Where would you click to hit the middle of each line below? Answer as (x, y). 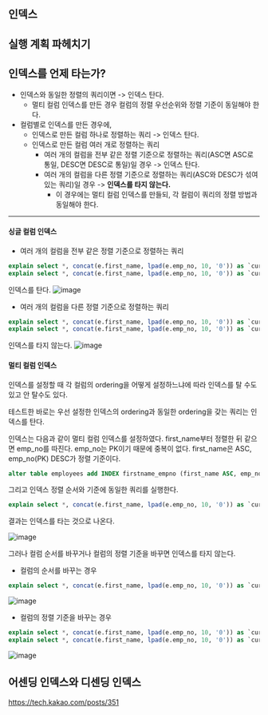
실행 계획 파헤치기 (49, 44)
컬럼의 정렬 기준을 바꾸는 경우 (65, 618)
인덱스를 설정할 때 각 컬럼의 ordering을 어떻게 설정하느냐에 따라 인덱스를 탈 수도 (133, 384)
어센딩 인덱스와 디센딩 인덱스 (75, 683)
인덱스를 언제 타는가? (57, 74)
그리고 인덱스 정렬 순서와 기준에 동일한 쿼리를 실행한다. (93, 490)
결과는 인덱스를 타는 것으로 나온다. (61, 521)
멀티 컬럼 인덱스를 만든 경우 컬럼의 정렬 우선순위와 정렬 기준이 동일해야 (141, 104)
